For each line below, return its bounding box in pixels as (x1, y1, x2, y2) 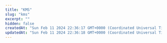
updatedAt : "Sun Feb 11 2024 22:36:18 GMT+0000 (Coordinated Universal (5, 30, 157, 35)
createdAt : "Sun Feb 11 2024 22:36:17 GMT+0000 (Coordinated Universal (5, 26, 157, 31)
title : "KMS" (5, 7, 32, 12)
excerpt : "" (5, 16, 30, 21)
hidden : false (5, 21, 35, 26)
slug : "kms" (5, 12, 30, 17)
